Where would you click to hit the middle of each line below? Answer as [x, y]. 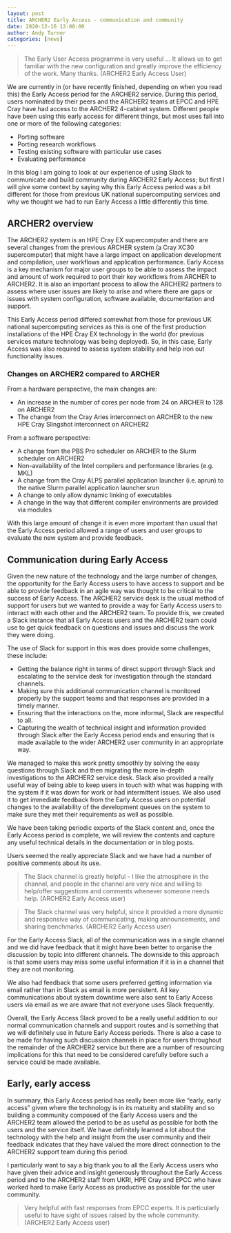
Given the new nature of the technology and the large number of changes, [113, 576]
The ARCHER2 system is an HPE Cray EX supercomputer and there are [108, 240]
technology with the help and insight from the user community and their [109, 1137]
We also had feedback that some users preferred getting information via [110, 983]
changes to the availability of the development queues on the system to [109, 807]
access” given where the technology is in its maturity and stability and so [111, 1107]
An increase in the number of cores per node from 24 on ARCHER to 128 [120, 402]
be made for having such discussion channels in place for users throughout [114, 1040]
